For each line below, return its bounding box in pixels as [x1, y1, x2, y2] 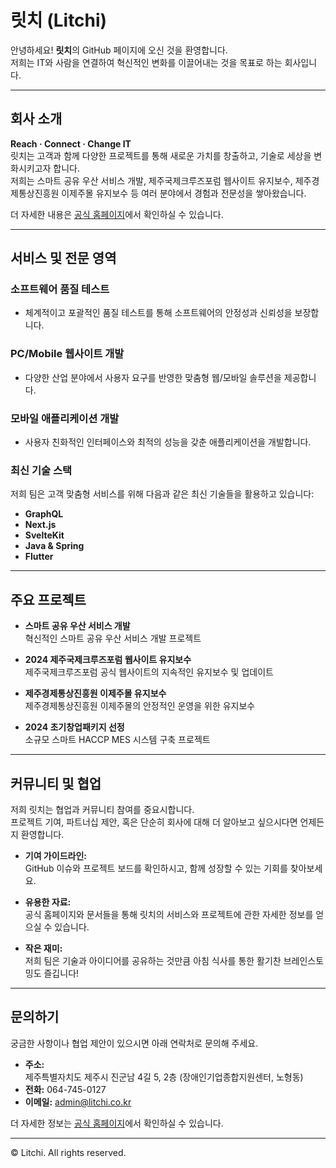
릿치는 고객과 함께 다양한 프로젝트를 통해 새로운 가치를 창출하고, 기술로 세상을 [10, 149, 312, 161]
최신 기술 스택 [10, 463, 73, 477]
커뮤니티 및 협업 [10, 775, 102, 792]
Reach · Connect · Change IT [10, 137, 132, 150]
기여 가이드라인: [24, 849, 87, 861]
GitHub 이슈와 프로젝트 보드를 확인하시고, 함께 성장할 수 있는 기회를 [24, 862, 288, 874]
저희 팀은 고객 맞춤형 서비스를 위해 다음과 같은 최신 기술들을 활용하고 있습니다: [10, 488, 315, 500]
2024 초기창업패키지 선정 [24, 721, 125, 733]
